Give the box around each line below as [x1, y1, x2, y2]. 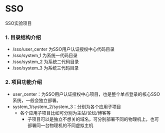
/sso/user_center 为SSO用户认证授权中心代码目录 [12, 46, 115, 52]
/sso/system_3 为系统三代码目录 [12, 65, 79, 71]
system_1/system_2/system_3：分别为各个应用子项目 [12, 103, 121, 109]
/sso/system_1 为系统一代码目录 [12, 52, 78, 58]
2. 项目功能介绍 [5, 78, 42, 85]
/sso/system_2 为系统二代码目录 [12, 58, 79, 65]
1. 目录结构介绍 [5, 33, 41, 40]
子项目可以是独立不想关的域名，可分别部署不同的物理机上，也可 [27, 116, 159, 122]
